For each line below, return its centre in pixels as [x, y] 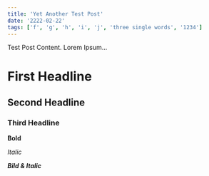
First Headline [50, 76]
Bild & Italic [24, 166]
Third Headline [34, 123]
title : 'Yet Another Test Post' [55, 14]
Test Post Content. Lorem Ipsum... [57, 48]
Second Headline [46, 102]
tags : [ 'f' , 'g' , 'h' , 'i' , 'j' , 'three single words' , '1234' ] [105, 27]
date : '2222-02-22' [36, 21]
